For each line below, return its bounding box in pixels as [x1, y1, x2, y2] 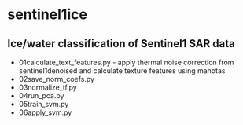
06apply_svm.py [18, 108, 72, 117]
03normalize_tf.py [18, 83, 78, 92]
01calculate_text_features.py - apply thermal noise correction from [18, 57, 234, 67]
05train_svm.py [18, 100, 69, 108]
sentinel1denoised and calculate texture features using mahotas [18, 66, 226, 75]
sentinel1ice [7, 6, 88, 24]
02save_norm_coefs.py [18, 75, 95, 83]
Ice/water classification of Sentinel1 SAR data [7, 37, 235, 50]
